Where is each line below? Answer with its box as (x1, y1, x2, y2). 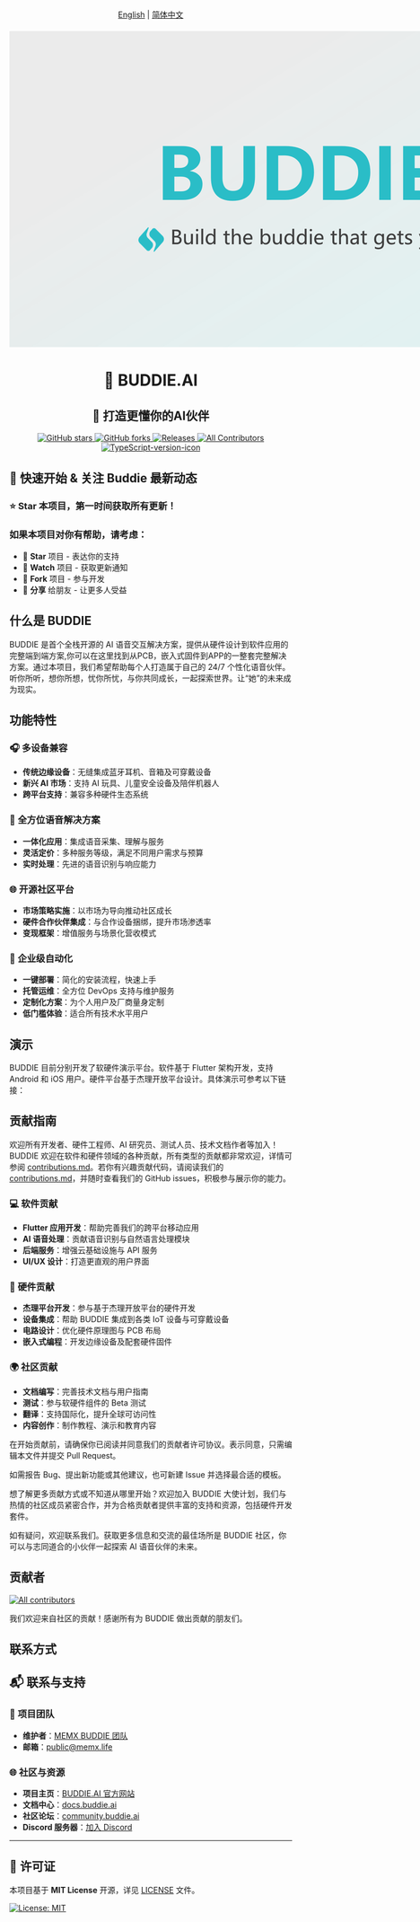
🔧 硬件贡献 (9, 1281, 56, 1293)
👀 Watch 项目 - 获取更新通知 (22, 561, 128, 573)
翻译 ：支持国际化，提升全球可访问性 (22, 1408, 157, 1419)
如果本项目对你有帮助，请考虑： (9, 529, 148, 542)
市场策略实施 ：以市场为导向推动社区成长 (22, 904, 172, 915)
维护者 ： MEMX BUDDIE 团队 (22, 1730, 128, 1741)
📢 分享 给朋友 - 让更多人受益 (22, 584, 127, 595)
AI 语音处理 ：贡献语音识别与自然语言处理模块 (22, 1234, 190, 1245)
